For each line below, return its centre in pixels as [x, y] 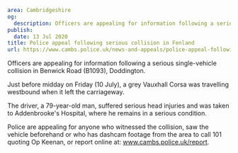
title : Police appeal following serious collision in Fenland [101, 43]
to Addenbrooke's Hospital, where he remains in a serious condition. [107, 113]
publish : [20, 30]
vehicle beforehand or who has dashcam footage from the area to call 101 [114, 135]
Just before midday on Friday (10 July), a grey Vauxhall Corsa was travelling [118, 84]
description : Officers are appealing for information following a [114, 23]
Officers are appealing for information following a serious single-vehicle [112, 63]
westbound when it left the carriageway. [66, 92]
